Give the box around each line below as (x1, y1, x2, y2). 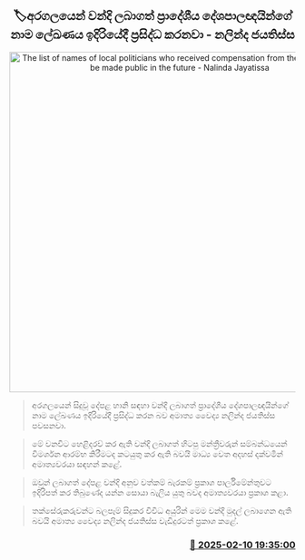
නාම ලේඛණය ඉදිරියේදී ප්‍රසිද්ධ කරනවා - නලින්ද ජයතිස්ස (10, 27, 295, 43)
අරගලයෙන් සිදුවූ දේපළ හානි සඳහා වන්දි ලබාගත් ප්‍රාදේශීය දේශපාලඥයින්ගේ (31, 399, 289, 410)
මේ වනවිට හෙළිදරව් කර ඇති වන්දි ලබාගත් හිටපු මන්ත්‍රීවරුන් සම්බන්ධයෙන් (31, 437, 288, 448)
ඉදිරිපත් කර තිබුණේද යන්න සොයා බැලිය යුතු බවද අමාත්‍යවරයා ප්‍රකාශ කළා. (31, 486, 289, 497)
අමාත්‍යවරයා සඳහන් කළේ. (31, 458, 123, 469)
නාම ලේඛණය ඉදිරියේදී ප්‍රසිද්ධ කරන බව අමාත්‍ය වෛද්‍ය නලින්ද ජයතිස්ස (31, 409, 276, 420)
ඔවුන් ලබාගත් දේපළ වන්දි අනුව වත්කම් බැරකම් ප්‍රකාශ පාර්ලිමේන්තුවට (31, 476, 272, 487)
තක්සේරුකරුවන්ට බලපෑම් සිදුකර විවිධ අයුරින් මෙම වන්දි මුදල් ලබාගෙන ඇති (31, 505, 292, 516)
